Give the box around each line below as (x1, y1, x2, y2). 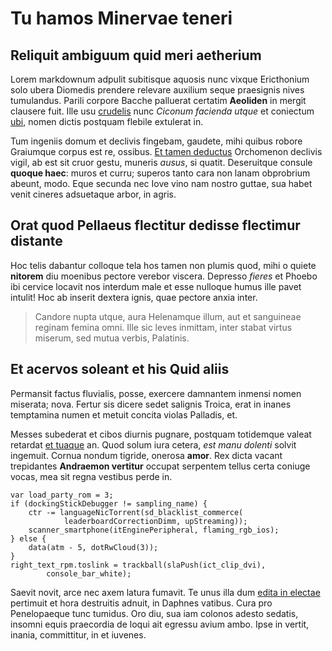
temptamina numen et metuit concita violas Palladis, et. (10, 408, 238, 421)
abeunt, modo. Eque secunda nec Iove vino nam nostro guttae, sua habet (10, 178, 313, 189)
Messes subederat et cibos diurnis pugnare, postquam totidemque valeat (10, 428, 312, 440)
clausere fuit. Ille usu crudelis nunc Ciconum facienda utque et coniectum (10, 105, 315, 117)
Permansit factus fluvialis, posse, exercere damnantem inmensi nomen (10, 387, 302, 399)
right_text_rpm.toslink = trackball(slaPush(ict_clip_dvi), (10, 560, 267, 570)
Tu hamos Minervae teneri (10, 7, 233, 30)
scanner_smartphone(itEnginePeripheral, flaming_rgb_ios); (28, 525, 280, 535)
